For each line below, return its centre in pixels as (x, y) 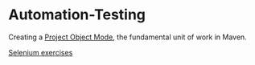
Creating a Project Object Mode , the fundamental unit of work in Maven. (127, 37)
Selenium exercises (41, 52)
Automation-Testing (77, 15)
